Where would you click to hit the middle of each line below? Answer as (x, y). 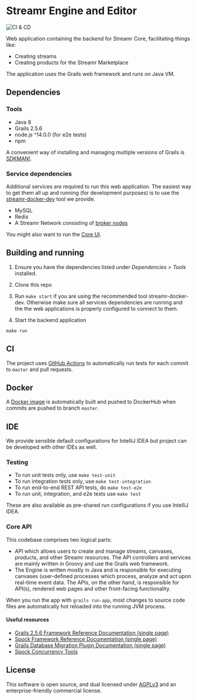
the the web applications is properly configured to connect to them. (96, 308)
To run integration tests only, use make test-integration (83, 482)
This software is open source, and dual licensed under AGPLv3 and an (91, 684)
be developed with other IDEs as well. (52, 447)
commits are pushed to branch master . (53, 408)
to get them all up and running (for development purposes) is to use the (93, 193)
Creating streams (36, 56)
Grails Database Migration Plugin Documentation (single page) (90, 645)
